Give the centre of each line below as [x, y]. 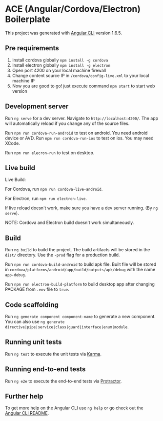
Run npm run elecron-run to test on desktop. [50, 153]
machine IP [23, 80]
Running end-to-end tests [45, 369]
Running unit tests [33, 342]
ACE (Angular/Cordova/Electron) [73, 9]
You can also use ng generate [35, 321]
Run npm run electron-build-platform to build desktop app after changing [80, 284]
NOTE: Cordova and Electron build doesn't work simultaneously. [70, 222]
